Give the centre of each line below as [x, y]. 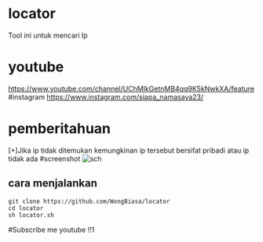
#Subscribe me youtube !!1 [51, 229]
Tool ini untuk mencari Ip [48, 35]
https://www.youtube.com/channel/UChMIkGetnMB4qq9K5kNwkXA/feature [131, 88]
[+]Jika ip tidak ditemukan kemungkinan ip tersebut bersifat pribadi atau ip [129, 150]
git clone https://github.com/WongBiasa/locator [89, 201]
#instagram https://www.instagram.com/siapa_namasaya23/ [106, 97]
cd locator [26, 208]
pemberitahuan [60, 129]
